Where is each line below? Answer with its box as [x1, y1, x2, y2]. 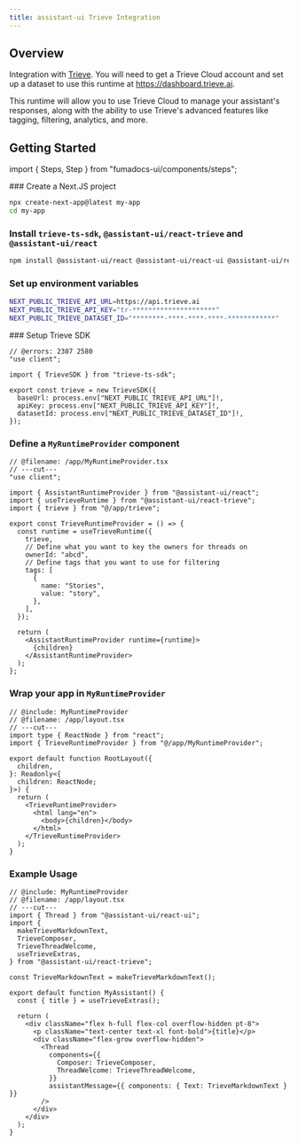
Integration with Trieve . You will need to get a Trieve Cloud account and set [9, 69, 284, 80]
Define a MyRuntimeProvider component [9, 438, 180, 450]
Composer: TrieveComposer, [56, 1058, 157, 1067]
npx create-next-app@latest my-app [9, 199, 141, 207]
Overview [9, 46, 65, 61]
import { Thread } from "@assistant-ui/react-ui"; [9, 910, 200, 920]
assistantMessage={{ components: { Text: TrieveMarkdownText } [48, 1081, 288, 1090]
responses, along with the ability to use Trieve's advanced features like [9, 105, 269, 116]
